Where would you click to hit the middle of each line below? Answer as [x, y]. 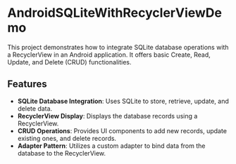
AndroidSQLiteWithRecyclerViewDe [114, 13]
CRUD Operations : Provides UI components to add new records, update [122, 130]
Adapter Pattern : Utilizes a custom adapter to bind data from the [111, 146]
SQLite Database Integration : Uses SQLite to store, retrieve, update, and [123, 101]
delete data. [35, 108]
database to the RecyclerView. [62, 153]
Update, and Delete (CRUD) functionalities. [69, 62]
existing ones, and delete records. [67, 138]
